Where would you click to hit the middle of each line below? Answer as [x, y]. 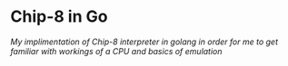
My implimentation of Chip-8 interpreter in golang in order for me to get [144, 42]
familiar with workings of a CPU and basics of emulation [116, 51]
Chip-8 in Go [59, 17]
